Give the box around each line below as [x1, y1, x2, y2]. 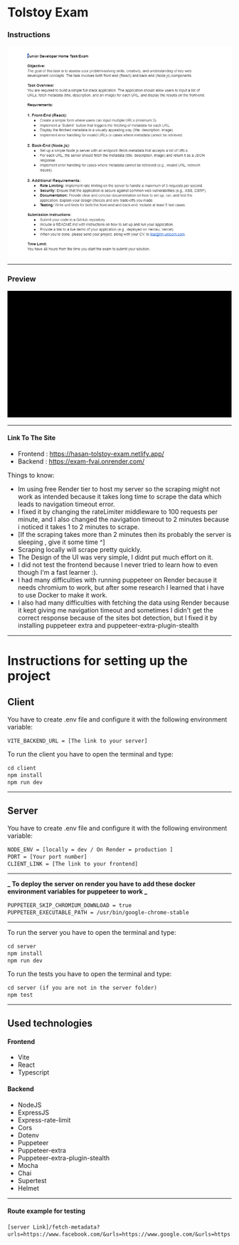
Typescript [17, 1068, 50, 1077]
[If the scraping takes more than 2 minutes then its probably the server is [17, 530, 232, 538]
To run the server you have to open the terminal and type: [7, 928, 176, 936]
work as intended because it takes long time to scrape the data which [17, 492, 222, 501]
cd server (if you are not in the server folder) [7, 984, 158, 991]
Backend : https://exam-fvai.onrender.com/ [17, 457, 144, 466]
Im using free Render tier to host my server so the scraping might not [17, 484, 221, 493]
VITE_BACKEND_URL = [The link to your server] [7, 737, 148, 744]
